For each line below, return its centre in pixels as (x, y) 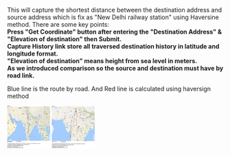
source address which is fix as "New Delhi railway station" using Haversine (113, 17)
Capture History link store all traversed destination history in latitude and (113, 46)
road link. (21, 75)
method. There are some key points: (58, 24)
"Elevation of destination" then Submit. (65, 39)
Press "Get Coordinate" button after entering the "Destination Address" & (115, 32)
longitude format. (33, 53)
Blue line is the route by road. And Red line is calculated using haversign (109, 89)
